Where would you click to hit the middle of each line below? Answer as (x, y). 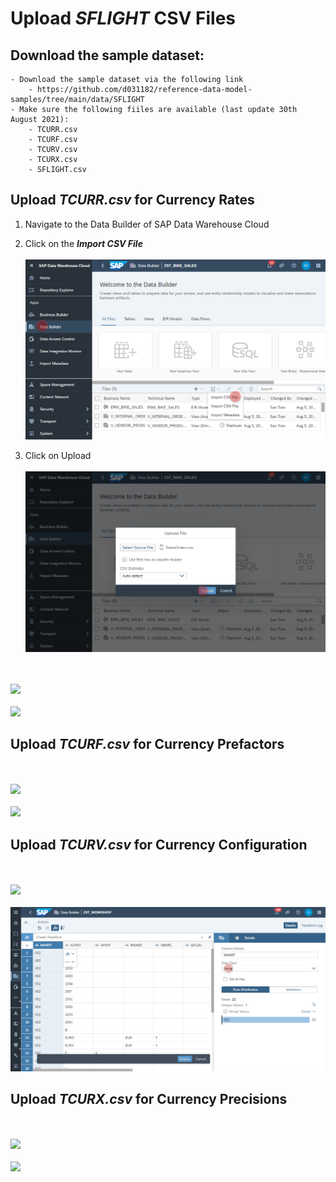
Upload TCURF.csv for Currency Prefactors (147, 743)
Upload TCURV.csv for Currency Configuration (159, 844)
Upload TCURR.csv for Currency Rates (132, 200)
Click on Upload (58, 456)
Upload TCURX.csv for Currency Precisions (149, 1098)
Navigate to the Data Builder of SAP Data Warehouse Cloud (147, 224)
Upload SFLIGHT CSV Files (123, 18)
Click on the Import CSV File (83, 243)
